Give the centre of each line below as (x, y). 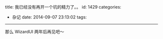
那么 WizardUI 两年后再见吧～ (35, 32)
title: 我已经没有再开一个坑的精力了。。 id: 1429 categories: (63, 7)
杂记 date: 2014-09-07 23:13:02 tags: (49, 17)
